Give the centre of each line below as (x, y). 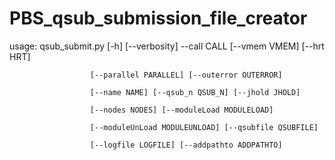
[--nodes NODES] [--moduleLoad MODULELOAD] (181, 110)
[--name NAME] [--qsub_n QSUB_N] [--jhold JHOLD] (195, 92)
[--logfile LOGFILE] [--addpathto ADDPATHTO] (186, 145)
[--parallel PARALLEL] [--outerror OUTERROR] (186, 75)
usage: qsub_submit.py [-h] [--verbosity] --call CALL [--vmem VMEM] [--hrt (167, 46)
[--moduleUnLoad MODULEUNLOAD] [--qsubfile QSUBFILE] (204, 127)
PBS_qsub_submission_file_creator (158, 18)
